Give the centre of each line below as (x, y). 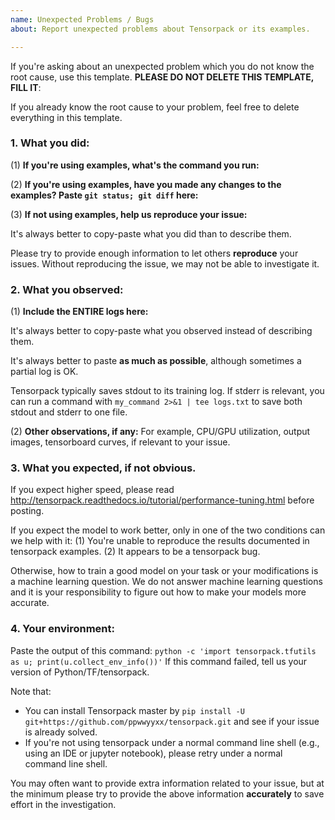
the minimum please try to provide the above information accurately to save (167, 793)
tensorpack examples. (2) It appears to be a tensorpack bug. (135, 552)
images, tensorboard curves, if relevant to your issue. (120, 442)
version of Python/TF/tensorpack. (80, 672)
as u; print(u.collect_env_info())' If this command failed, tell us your (159, 661)
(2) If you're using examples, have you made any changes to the (146, 184)
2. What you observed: (67, 289)
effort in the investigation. (63, 804)
